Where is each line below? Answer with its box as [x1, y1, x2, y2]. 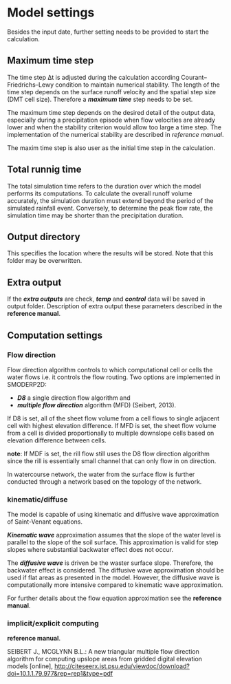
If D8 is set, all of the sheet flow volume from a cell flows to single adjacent [7, 414, 220, 423]
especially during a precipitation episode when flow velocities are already [7, 116, 215, 124]
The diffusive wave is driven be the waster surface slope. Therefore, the [7, 559, 214, 567]
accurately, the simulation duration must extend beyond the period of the [7, 196, 214, 204]
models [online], [7, 662, 53, 670]
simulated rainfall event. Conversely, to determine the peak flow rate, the [7, 204, 213, 212]
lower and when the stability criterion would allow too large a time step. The [7, 122, 222, 131]
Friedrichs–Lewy [7, 81, 54, 89]
